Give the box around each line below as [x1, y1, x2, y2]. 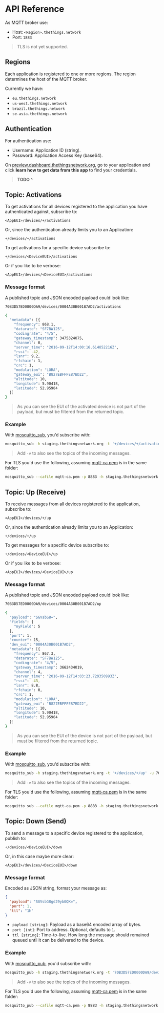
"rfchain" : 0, [14, 688, 42, 692]
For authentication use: [5, 138, 52, 144]
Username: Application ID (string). [12, 147, 81, 153]
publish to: [5, 835, 26, 841]
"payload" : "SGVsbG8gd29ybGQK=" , [9, 899, 78, 904]
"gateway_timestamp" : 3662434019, [14, 665, 84, 670]
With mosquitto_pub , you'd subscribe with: [5, 960, 91, 966]
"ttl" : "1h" [9, 908, 34, 913]
